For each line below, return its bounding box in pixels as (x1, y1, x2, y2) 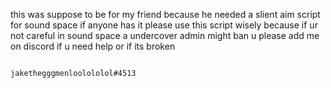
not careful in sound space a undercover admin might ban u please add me (10, 30, 320, 41)
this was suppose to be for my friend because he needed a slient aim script (10, 9, 321, 20)
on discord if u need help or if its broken (10, 40, 176, 52)
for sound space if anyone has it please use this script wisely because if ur (10, 19, 318, 31)
